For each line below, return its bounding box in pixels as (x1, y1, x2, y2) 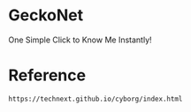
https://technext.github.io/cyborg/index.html (8, 94, 183, 103)
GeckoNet (8, 5, 84, 26)
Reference (8, 65, 86, 86)
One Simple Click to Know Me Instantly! (8, 34, 152, 45)
